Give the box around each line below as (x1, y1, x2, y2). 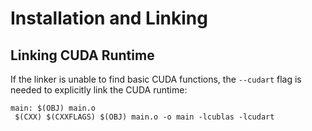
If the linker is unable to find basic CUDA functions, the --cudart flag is (10, 73, 302, 85)
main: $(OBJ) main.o (10, 103, 97, 113)
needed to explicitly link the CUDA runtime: (10, 84, 188, 96)
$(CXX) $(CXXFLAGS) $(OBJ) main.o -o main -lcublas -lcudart (14, 112, 275, 122)
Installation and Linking (10, 7, 208, 30)
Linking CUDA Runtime (10, 47, 155, 64)
